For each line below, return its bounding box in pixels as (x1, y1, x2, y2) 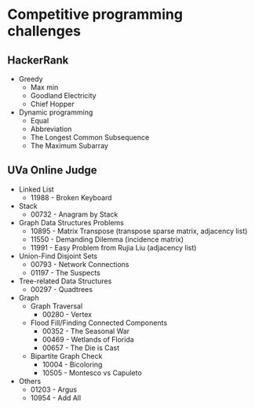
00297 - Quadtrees (30, 284, 93, 294)
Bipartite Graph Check (30, 351, 103, 360)
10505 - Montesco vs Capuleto (42, 367, 142, 378)
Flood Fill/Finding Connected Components (30, 318, 168, 327)
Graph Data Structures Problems (18, 217, 125, 227)
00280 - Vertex (42, 309, 92, 319)
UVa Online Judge (7, 163, 97, 177)
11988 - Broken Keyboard (30, 192, 112, 202)
